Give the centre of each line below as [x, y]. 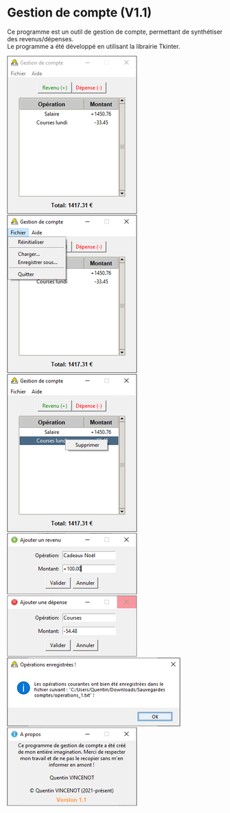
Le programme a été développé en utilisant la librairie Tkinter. [94, 46]
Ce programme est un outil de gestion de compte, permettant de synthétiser [115, 32]
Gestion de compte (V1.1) [80, 13]
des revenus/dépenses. [41, 39]
